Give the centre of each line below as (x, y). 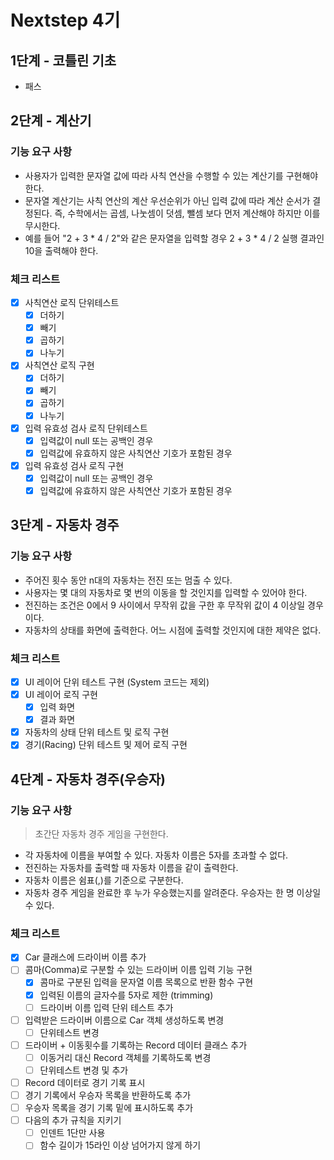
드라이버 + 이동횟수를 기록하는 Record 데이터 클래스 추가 (136, 1045)
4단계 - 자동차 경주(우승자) (88, 779)
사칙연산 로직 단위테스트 (72, 302)
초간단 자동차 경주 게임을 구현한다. (101, 834)
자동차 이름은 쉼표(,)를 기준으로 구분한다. (104, 880)
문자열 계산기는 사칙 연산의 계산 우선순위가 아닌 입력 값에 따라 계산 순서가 (167, 200)
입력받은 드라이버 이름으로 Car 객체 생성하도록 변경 (124, 1020)
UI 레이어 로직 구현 (61, 695)
